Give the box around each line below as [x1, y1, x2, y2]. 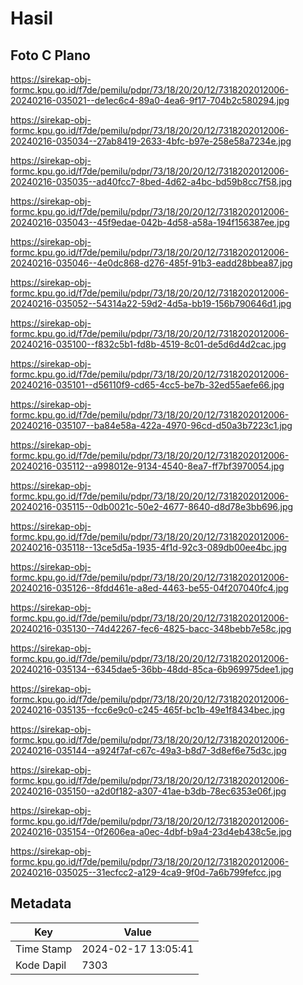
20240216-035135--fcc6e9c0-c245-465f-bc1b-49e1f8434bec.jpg [10, 704, 285, 716]
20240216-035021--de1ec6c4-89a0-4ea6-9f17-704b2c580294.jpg [10, 95, 290, 106]
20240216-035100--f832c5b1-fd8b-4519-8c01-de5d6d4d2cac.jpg [10, 338, 287, 350]
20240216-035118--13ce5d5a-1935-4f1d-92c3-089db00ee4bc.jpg [10, 542, 288, 553]
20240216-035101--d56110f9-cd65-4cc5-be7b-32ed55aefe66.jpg [10, 379, 285, 391]
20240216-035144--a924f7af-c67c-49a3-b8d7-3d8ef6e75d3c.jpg [10, 745, 287, 756]
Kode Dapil [15, 958, 67, 972]
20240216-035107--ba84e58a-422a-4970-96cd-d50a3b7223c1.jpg [10, 420, 293, 431]
